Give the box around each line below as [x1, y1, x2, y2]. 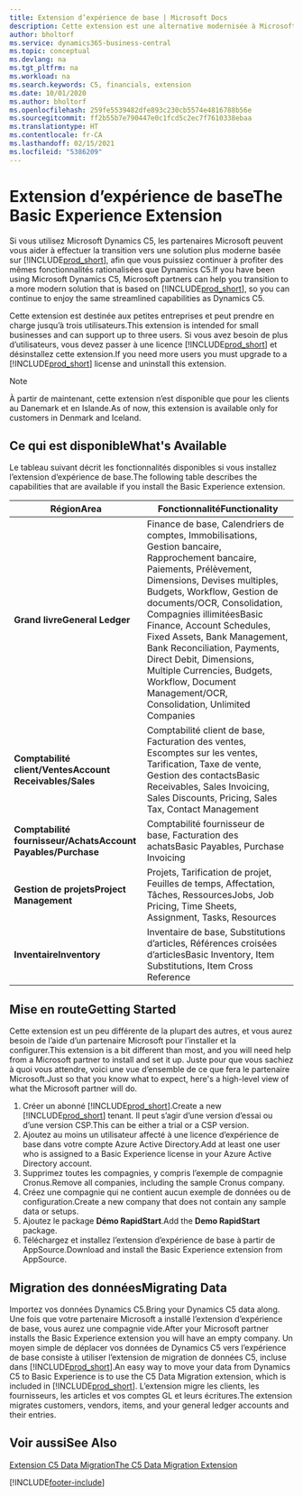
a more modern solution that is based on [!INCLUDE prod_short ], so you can [9, 283, 290, 294]
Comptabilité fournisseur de [146, 818, 265, 831]
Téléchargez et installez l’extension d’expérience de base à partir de [22, 1234, 276, 1245]
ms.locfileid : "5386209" [9, 147, 103, 156]
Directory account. [22, 1158, 93, 1169]
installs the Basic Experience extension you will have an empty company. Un [9, 1333, 293, 1344]
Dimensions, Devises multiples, [146, 574, 279, 587]
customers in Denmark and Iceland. [9, 412, 142, 423]
